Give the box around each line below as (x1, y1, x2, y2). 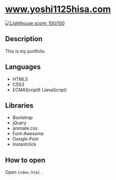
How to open (5, 156, 46, 164)
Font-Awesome (12, 131, 44, 137)
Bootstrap (12, 115, 33, 121)
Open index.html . (5, 169, 43, 175)
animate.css (12, 125, 37, 131)
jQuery (12, 120, 26, 126)
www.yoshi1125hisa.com (5, 4, 111, 15)
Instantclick (12, 141, 36, 147)
